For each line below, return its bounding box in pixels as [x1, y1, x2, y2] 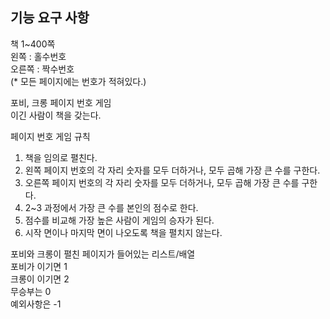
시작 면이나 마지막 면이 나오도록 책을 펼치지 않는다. [24, 226, 223, 238]
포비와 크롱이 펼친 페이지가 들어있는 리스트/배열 [10, 248, 196, 260]
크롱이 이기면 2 [10, 273, 70, 285]
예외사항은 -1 [10, 298, 62, 310]
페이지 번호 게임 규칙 [10, 130, 91, 142]
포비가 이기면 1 [10, 260, 68, 272]
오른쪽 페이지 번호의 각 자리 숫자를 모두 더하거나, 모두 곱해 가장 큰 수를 [24, 176, 300, 188]
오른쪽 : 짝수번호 [10, 63, 75, 75]
